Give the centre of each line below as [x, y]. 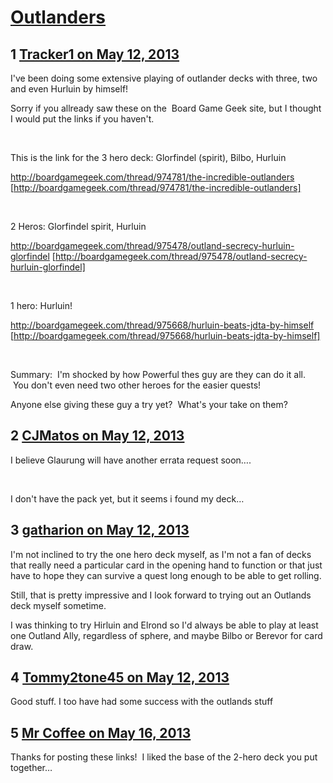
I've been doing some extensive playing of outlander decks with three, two [164, 78]
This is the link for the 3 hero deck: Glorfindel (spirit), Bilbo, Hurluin [148, 157]
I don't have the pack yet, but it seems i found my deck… [127, 498]
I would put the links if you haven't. [82, 119]
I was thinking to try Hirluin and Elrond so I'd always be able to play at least [164, 625]
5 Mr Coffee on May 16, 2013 [101, 732]
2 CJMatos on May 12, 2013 [97, 436]
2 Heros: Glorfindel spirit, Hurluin [78, 226]
